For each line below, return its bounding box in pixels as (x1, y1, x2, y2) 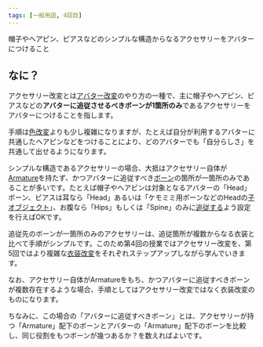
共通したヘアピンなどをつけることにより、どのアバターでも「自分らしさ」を (8, 137, 255, 146)
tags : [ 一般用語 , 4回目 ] (8, 11, 82, 20)
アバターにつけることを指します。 (8, 110, 118, 120)
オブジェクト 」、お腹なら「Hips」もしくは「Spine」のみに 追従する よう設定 (8, 203, 251, 212)
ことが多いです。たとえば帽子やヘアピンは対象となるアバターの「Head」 (14, 183, 251, 193)
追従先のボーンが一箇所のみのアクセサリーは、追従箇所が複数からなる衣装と (8, 229, 255, 239)
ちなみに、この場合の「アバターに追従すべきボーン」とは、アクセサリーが (8, 311, 247, 321)
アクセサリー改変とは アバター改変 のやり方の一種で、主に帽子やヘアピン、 (8, 91, 248, 100)
